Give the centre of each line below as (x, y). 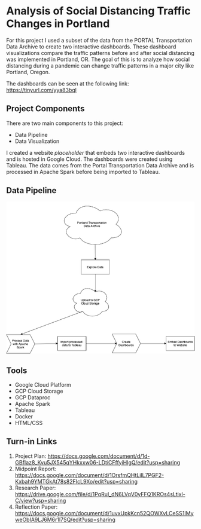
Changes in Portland (58, 24)
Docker (24, 416)
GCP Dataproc (33, 397)
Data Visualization (37, 141)
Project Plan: (31, 456)
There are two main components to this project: (65, 123)
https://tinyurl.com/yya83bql (41, 90)
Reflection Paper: (36, 507)
